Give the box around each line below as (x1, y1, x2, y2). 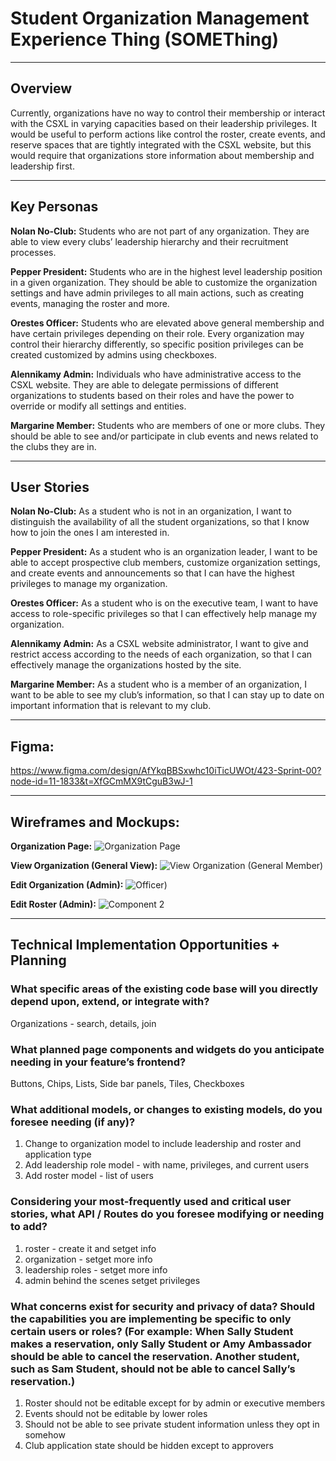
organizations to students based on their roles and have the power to (10, 389, 295, 401)
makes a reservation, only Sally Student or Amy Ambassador (10, 1337, 312, 1351)
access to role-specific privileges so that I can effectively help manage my (10, 608, 318, 620)
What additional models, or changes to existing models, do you (10, 1102, 323, 1116)
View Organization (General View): (10, 860, 158, 871)
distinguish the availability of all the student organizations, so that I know (10, 516, 310, 528)
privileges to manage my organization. (10, 578, 168, 590)
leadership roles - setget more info (24, 1263, 168, 1276)
